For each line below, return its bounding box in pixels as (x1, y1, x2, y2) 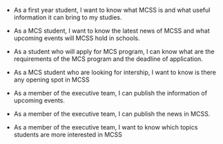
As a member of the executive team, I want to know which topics (13, 123, 198, 131)
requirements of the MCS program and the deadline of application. (13, 55, 204, 63)
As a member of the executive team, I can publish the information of (13, 89, 208, 97)
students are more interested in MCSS (13, 131, 123, 138)
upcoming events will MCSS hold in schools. (13, 34, 140, 42)
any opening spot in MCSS (13, 75, 90, 84)
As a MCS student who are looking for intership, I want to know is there (13, 69, 216, 76)
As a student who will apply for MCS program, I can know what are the (13, 48, 215, 55)
